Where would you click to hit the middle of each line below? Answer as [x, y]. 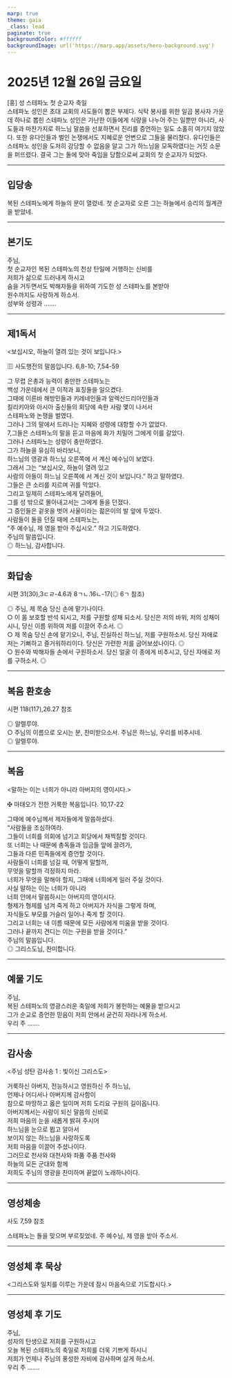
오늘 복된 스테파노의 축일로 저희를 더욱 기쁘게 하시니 [77, 1350]
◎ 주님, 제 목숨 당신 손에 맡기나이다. [56, 609]
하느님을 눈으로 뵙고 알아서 [43, 1129]
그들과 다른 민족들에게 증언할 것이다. [56, 853]
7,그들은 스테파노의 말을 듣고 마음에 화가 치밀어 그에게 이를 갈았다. [96, 433]
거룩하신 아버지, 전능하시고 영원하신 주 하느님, [69, 1086]
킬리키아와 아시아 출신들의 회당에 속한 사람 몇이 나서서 [80, 407]
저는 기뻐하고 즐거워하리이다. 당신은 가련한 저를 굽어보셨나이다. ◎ [96, 643]
